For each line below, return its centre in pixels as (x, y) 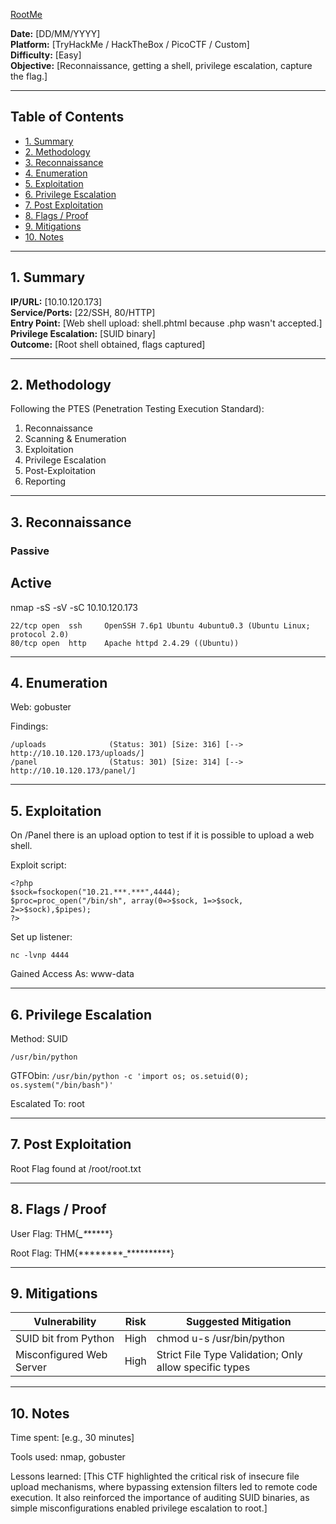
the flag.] (29, 76)
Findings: (29, 726)
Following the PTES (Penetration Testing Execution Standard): (137, 409)
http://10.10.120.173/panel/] (73, 771)
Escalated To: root (47, 1103)
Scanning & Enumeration (75, 439)
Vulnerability (65, 1322)
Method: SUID (39, 1038)
